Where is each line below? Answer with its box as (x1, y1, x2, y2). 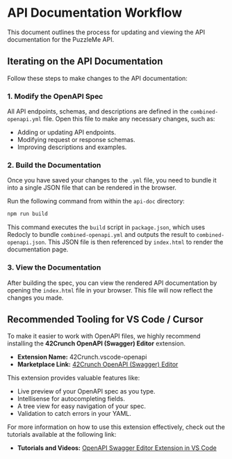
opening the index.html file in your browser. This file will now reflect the (7, 286, 213, 294)
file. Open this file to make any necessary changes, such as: (42, 115, 215, 123)
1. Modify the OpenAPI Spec (7, 91, 103, 101)
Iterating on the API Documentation (7, 56, 163, 68)
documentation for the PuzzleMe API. (7, 35, 115, 43)
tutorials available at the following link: (7, 430, 117, 439)
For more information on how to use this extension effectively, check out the (7, 423, 226, 431)
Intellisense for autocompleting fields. (17, 395, 125, 403)
